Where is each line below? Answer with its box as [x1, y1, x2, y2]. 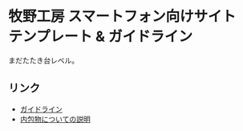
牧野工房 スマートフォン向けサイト [8, 7, 237, 26]
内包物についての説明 [19, 114, 91, 124]
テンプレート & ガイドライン [8, 27, 193, 46]
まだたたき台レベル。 [8, 55, 79, 65]
